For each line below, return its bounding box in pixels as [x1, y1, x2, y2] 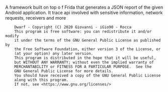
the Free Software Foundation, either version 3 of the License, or [14, 47, 161, 52]
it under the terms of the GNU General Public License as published [14, 38, 161, 43]
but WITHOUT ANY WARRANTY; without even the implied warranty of [14, 60, 154, 65]
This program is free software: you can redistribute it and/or [14, 29, 152, 34]
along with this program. [14, 77, 69, 82]
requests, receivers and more [5, 15, 66, 21]
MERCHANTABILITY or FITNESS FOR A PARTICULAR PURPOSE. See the [14, 64, 152, 69]
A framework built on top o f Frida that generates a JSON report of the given [5, 5, 163, 10]
